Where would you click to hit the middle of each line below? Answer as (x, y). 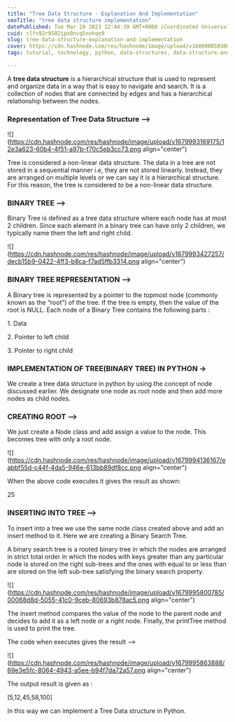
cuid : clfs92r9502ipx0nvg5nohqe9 (56, 33)
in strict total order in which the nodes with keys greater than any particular (115, 556)
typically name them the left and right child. (70, 233)
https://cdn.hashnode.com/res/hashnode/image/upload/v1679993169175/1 (117, 142)
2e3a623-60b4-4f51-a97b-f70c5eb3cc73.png (74, 149)
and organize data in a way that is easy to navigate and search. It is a (107, 86)
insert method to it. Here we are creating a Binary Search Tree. (97, 535)
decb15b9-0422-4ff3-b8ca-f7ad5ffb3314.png (73, 261)
